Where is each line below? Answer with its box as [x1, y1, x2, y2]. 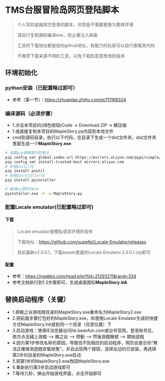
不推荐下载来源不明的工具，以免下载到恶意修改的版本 [17, 52, 125, 59]
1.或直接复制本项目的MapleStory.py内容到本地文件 [12, 128, 114, 134]
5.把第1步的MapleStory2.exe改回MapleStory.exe [12, 358, 110, 364]
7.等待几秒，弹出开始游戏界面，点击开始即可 [12, 370, 102, 376]
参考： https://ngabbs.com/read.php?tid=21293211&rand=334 [12, 273, 137, 279]
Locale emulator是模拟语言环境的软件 [17, 229, 93, 234]
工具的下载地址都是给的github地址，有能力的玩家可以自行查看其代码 [17, 42, 155, 48]
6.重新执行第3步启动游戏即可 [12, 364, 71, 370]
